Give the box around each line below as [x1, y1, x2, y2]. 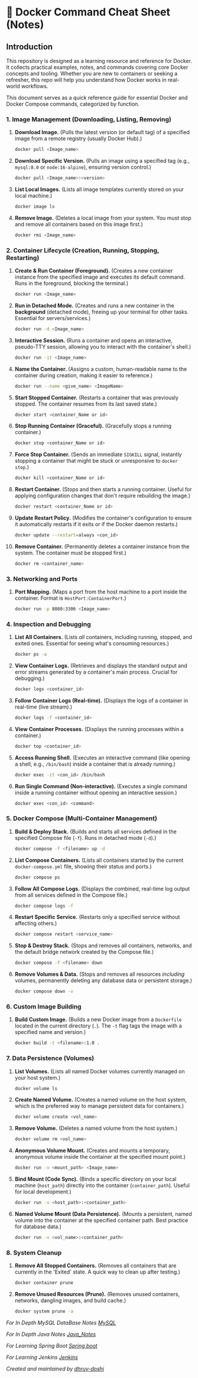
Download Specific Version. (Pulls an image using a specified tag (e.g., [14, 157, 190, 165]
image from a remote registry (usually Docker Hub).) [14, 135, 142, 142]
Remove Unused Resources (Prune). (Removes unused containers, [14, 1291, 180, 1297]
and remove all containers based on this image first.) [14, 220, 143, 227]
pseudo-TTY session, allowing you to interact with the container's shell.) [14, 343, 191, 350]
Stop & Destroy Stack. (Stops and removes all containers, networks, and [14, 942, 192, 949]
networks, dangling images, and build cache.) [14, 1297, 126, 1304]
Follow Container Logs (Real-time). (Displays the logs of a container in [14, 697, 189, 704]
